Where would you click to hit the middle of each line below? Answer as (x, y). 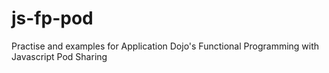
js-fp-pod (52, 18)
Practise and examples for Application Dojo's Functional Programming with (165, 46)
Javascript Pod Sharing (59, 56)
